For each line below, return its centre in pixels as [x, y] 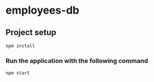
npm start [18, 73]
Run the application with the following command [77, 61]
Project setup [31, 32]
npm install [20, 46]
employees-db [43, 10]
